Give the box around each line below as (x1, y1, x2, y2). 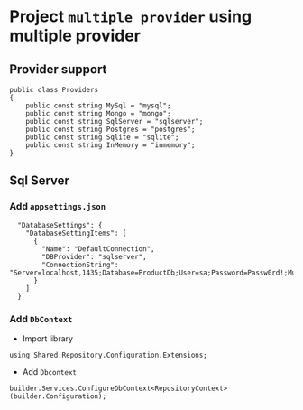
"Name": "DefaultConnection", (41, 244, 155, 254)
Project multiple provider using (9, 6, 252, 27)
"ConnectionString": (41, 260, 119, 269)
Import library (22, 332, 74, 344)
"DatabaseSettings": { (17, 220, 103, 229)
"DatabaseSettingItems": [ (25, 228, 127, 238)
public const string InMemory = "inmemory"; (25, 141, 196, 150)
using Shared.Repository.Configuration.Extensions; (9, 350, 207, 359)
